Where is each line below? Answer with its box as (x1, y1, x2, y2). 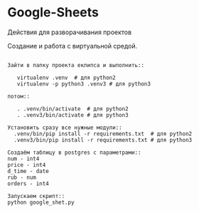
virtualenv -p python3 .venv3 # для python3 (16, 80, 151, 88)
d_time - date (7, 167, 50, 175)
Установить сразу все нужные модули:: (7, 124, 122, 131)
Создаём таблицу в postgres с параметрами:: (7, 149, 141, 156)
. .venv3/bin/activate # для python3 (16, 111, 129, 118)
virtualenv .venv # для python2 (16, 74, 116, 81)
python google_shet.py (7, 199, 75, 206)
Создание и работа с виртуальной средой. (7, 41, 138, 50)
